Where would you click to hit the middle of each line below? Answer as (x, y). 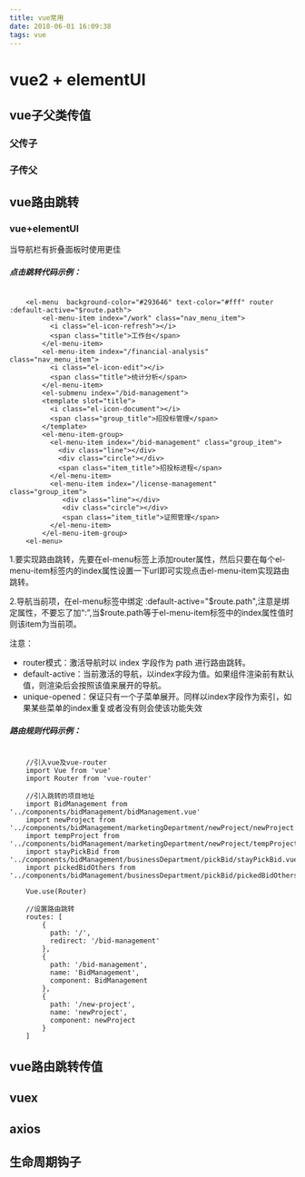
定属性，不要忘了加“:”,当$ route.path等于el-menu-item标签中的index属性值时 (152, 613)
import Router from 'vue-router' (89, 779)
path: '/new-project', (93, 1004)
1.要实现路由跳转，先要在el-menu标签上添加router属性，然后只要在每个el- (148, 559)
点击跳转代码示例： (45, 272)
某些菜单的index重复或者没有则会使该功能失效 (116, 708)
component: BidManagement (98, 981)
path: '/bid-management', (98, 965)
